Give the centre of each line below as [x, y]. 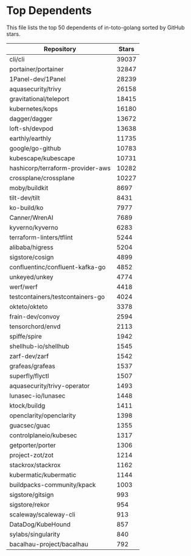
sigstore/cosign [32, 257]
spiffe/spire [26, 336]
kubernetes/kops [34, 108]
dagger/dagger [31, 118]
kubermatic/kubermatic [43, 474]
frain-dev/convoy [35, 316]
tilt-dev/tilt [25, 197]
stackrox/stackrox [35, 465]
